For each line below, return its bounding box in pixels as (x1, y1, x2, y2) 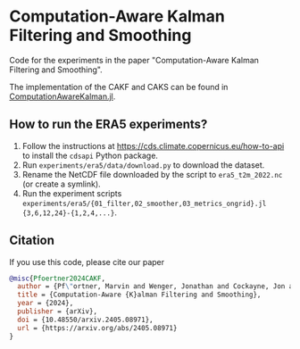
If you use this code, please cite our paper (9, 256, 165, 267)
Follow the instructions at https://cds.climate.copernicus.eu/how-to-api (21, 140, 285, 151)
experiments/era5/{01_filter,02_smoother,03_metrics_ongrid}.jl (21, 199, 267, 208)
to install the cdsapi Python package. (21, 150, 159, 161)
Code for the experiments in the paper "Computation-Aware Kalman (9, 54, 259, 65)
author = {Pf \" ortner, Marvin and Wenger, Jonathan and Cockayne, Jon (17, 282, 286, 291)
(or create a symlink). (21, 179, 101, 189)
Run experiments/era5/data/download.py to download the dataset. (21, 159, 265, 170)
